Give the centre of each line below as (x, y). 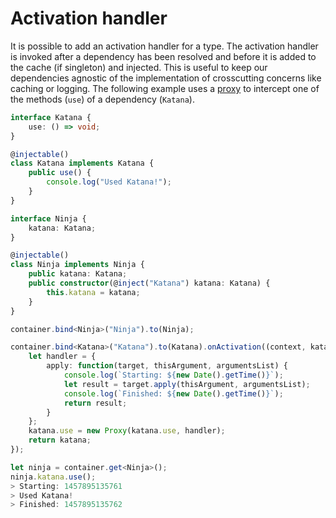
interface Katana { (51, 117)
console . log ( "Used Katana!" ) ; (109, 182)
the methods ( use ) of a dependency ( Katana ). (102, 99)
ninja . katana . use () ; (53, 477)
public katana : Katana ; (78, 274)
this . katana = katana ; (93, 292)
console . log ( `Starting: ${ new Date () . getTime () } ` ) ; (173, 375)
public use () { (60, 173)
